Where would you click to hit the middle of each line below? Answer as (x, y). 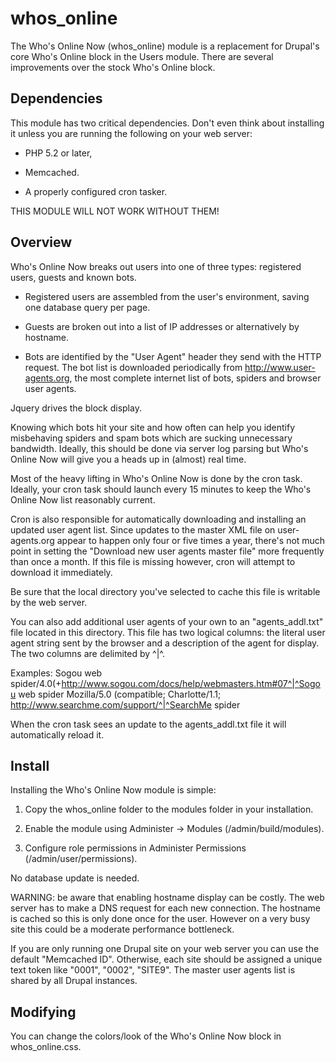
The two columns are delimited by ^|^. (88, 653)
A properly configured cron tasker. (96, 191)
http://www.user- (280, 367)
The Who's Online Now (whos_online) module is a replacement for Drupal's (165, 46)
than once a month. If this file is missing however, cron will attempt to (153, 561)
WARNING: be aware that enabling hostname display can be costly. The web (167, 898)
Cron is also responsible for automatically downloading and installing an (158, 519)
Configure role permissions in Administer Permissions (135, 848)
